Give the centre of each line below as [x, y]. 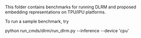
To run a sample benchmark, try [37, 21]
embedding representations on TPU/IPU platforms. [55, 12]
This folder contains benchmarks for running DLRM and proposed [71, 7]
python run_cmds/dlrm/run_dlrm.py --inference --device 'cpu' [67, 31]
